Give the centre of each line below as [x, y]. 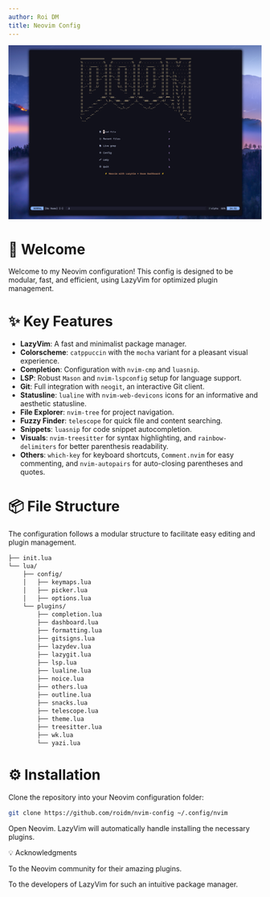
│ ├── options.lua [57, 599]
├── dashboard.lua [68, 623]
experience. [40, 361]
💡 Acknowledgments [43, 853]
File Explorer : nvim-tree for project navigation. [97, 412]
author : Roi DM [34, 17]
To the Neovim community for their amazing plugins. [95, 869]
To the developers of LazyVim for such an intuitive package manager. [123, 884]
